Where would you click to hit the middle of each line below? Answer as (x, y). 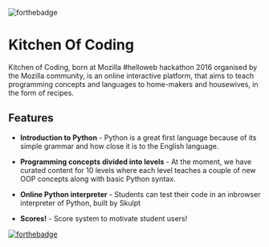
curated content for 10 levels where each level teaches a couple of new (138, 170)
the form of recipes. (41, 93)
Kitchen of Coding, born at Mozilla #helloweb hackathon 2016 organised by (133, 67)
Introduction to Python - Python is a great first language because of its (138, 138)
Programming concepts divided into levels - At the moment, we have (136, 162)
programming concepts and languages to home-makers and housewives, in (133, 84)
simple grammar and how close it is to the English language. (119, 146)
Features (31, 118)
